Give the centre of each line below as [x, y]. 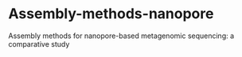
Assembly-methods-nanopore [111, 14]
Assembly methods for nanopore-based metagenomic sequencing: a [121, 36]
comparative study [39, 44]
